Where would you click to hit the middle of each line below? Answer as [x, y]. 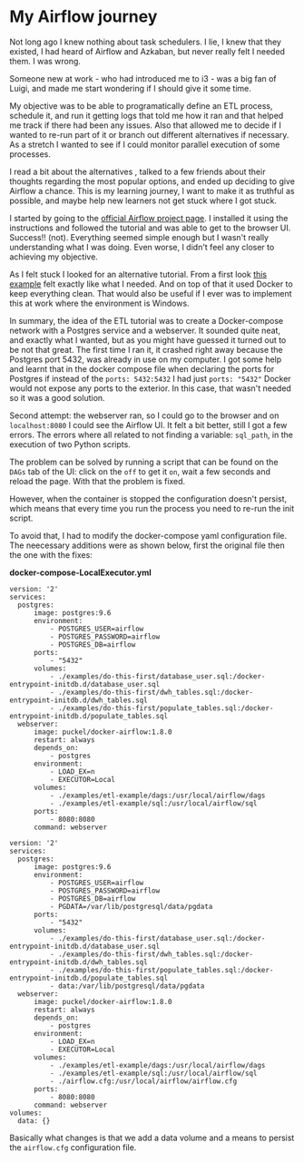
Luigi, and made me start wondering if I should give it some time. [131, 88]
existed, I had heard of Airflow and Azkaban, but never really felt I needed [147, 51]
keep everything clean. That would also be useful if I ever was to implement [151, 293]
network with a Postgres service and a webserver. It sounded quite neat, [145, 330]
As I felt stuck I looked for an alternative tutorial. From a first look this [138, 274]
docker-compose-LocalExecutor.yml [80, 572]
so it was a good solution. [58, 397]
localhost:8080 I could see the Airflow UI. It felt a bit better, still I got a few [148, 425]
